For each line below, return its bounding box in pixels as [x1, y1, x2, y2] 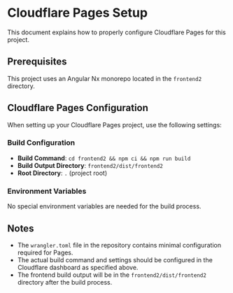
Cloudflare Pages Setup [7, 5, 148, 21]
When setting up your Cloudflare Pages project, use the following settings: [7, 120, 222, 129]
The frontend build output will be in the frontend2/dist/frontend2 [17, 271, 206, 279]
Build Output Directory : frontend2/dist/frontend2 [17, 161, 163, 169]
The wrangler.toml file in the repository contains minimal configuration [17, 241, 222, 249]
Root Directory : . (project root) [17, 169, 107, 177]
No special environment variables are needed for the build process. [7, 202, 202, 210]
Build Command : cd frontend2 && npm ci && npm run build [17, 154, 191, 162]
